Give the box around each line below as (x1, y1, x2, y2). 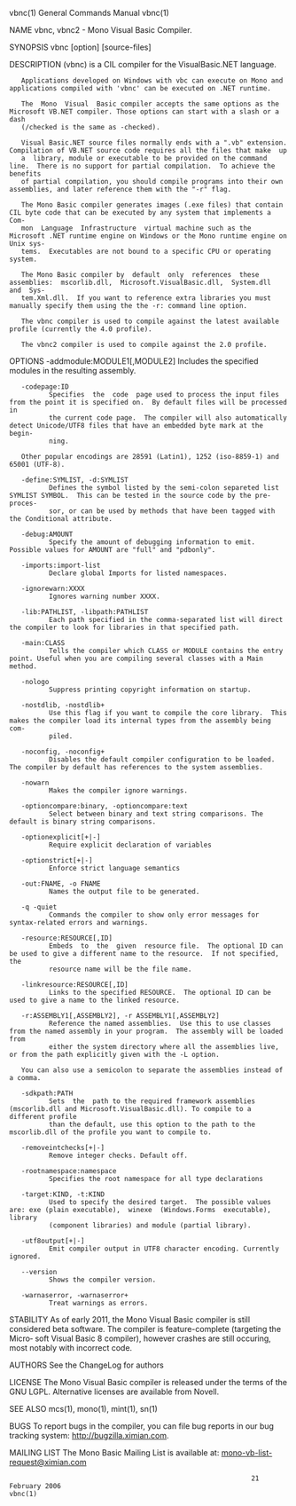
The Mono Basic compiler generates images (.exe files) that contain (20, 201, 284, 209)
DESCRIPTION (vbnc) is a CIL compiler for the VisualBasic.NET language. (9, 59, 277, 69)
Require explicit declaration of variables (48, 840, 213, 849)
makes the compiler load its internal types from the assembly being (9, 716, 272, 725)
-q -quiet (20, 903, 58, 911)
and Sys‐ (9, 286, 46, 295)
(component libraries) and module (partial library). (48, 1221, 252, 1230)
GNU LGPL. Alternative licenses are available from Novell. (9, 1386, 220, 1397)
